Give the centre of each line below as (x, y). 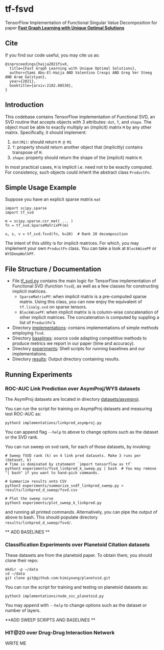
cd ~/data (15, 574)
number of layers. (23, 611)
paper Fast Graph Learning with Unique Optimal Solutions (65, 27)
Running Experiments (39, 375)
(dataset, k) (18, 460)
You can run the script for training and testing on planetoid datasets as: (77, 587)
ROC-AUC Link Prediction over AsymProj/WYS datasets (73, 389)
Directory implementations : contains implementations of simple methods (85, 328)
